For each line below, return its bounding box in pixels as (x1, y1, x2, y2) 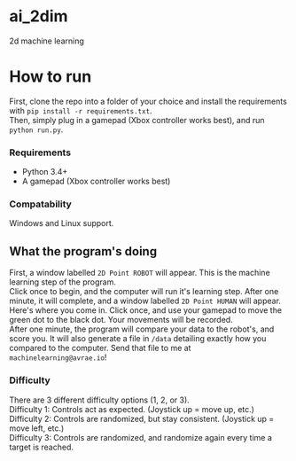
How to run (9, 66, 92, 87)
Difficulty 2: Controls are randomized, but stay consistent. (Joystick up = (9, 413, 275, 424)
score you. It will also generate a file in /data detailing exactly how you (9, 333, 267, 344)
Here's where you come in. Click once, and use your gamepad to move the (9, 305, 282, 316)
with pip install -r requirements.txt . (9, 105, 152, 116)
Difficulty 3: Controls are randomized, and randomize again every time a (9, 432, 273, 442)
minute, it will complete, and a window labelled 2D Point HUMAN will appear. (9, 295, 282, 307)
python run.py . (9, 124, 64, 135)
